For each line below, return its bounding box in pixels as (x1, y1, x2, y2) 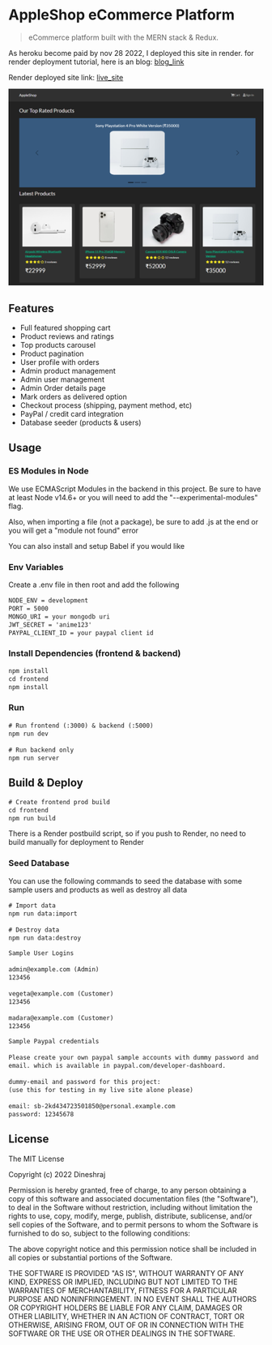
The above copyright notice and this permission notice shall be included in (8, 1244, 257, 1253)
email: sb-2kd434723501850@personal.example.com (8, 1102, 176, 1110)
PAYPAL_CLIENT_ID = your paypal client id (8, 629, 154, 637)
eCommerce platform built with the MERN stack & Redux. (28, 32, 219, 42)
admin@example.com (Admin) (8, 965, 100, 974)
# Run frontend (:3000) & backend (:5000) (8, 722, 154, 730)
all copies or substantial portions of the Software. (8, 1253, 172, 1262)
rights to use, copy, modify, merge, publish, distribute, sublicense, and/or (8, 1210, 253, 1221)
